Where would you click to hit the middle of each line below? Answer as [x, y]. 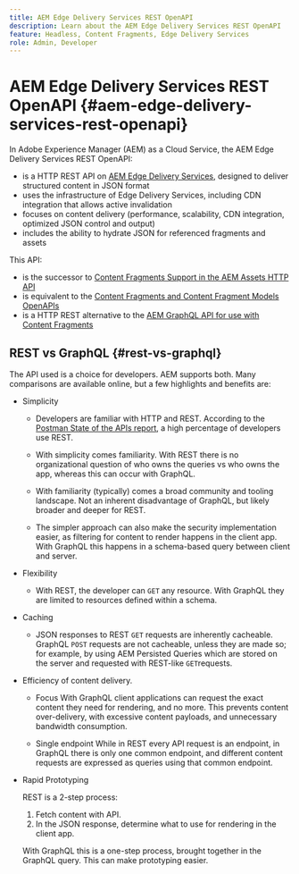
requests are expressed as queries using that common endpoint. [154, 762]
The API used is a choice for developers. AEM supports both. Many [133, 374]
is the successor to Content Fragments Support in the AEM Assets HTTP [155, 277]
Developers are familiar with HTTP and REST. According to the [150, 418]
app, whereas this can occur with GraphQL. [116, 474]
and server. [56, 556]
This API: [26, 260]
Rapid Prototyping [55, 780]
